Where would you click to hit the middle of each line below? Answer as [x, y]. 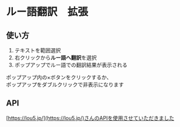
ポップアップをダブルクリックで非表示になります [65, 84]
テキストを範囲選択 [38, 50]
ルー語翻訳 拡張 [47, 12]
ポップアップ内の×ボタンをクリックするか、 [59, 77]
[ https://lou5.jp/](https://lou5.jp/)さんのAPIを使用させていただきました [90, 118]
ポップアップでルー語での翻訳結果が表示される [71, 65]
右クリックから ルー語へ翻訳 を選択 [56, 58]
